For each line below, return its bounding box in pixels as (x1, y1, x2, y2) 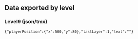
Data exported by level (4, 4, 75, 12)
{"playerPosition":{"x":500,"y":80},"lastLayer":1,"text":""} (4, 29, 134, 34)
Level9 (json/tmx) (4, 18, 48, 25)
